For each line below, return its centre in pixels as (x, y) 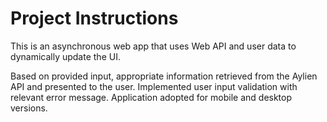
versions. (29, 108)
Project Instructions (94, 18)
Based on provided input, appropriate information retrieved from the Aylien (164, 76)
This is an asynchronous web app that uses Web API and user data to (153, 46)
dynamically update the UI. (65, 56)
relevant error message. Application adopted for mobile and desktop (151, 97)
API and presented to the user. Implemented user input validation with (154, 86)
